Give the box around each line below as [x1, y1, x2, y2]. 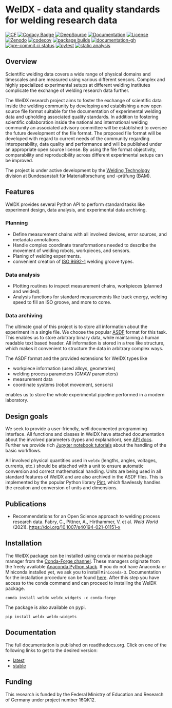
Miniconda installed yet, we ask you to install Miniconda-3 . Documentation [5, 569, 161, 575]
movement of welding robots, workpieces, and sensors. [12, 247, 131, 254]
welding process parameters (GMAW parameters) [12, 371, 118, 377]
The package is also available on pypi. [5, 604, 86, 610]
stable [12, 662, 26, 668]
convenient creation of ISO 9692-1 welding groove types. [12, 258, 135, 264]
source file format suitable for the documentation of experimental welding [5, 108, 162, 114]
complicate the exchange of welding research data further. [5, 87, 130, 93]
